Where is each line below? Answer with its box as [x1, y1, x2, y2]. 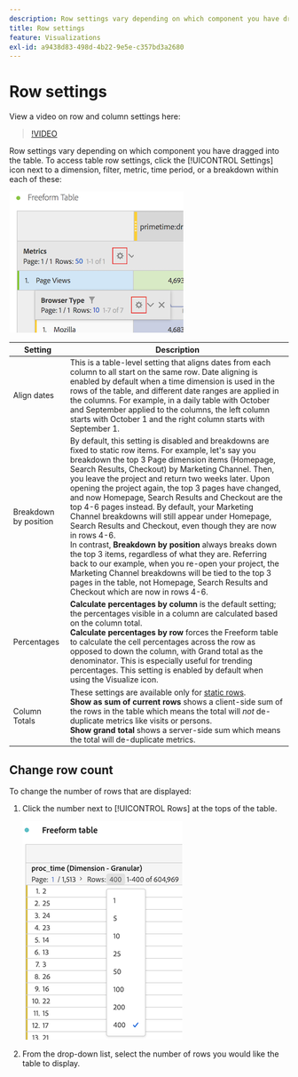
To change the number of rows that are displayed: [9, 786, 192, 796]
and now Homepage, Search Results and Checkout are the [69, 492, 284, 503]
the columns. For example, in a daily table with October [69, 395, 271, 405]
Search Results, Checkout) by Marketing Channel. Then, [69, 464, 275, 475]
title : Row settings [9, 23, 86, 33]
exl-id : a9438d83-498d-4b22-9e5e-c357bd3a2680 [9, 43, 184, 52]
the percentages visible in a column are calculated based [69, 609, 278, 619]
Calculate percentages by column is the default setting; [69, 599, 277, 610]
